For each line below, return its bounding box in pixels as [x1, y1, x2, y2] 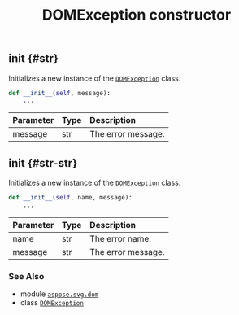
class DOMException [20, 298, 84, 308]
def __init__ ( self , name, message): [8, 194, 133, 202]
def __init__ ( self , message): [8, 89, 111, 97]
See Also [8, 270, 45, 282]
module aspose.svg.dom [20, 289, 99, 299]
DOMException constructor [41, 6, 232, 24]
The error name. [89, 233, 152, 244]
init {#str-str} [8, 156, 78, 170]
